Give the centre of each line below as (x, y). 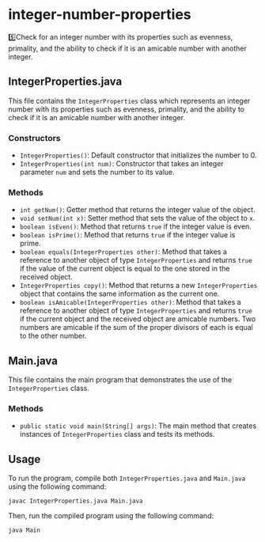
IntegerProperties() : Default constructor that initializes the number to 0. (138, 155)
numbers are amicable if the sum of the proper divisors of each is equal (136, 328)
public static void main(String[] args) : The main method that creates (138, 426)
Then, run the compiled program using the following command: (111, 516)
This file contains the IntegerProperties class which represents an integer (129, 100)
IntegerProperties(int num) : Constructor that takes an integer (121, 164)
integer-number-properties (100, 15)
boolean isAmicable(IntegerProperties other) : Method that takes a (130, 302)
